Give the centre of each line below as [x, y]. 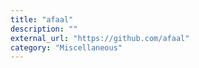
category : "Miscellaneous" [66, 47]
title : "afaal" [42, 19]
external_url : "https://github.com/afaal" [100, 38]
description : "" [44, 29]
